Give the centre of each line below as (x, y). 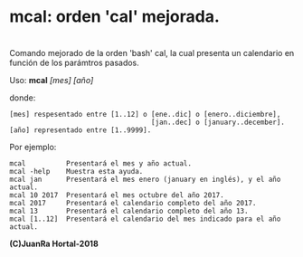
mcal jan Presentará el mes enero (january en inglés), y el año (145, 180)
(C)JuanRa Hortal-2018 (54, 244)
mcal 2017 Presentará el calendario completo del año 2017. (133, 204)
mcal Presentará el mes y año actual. (101, 164)
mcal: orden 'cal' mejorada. (114, 17)
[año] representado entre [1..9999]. (80, 130)
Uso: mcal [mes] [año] (52, 81)
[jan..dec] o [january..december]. (218, 123)
